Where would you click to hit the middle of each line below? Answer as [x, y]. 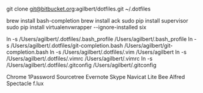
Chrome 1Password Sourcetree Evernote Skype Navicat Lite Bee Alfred [96, 77]
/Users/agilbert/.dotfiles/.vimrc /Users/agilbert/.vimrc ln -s [79, 58]
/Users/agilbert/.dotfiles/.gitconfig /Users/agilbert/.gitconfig [82, 65]
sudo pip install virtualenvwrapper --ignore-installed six [76, 27]
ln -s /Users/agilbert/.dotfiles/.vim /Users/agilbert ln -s [118, 52]
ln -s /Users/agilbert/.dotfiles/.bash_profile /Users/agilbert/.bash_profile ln [100, 39]
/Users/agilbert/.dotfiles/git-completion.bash [67, 46]
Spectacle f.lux [25, 83]
